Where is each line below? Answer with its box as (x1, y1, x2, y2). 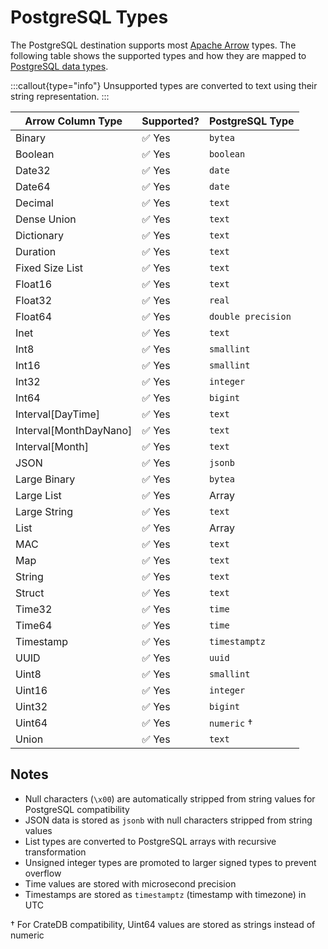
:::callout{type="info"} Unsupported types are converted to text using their (10, 79, 318, 91)
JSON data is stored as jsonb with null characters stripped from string (24, 814, 313, 826)
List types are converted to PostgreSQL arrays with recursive (24, 835, 277, 847)
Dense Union (15, 212, 77, 226)
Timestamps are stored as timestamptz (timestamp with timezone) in (24, 888, 307, 900)
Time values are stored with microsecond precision (24, 877, 237, 890)
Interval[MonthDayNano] (15, 423, 133, 437)
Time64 (15, 618, 53, 632)
